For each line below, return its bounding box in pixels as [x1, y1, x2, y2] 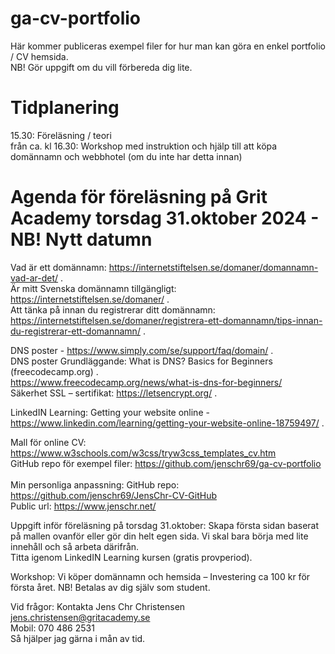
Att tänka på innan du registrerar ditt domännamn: [10, 303, 216, 316]
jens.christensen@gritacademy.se [10, 611, 151, 623]
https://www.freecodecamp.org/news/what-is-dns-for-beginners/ [10, 376, 283, 388]
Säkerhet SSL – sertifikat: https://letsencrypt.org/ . [10, 387, 218, 399]
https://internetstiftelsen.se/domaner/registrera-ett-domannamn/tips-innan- [10, 314, 323, 326]
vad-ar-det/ [10, 272, 59, 284]
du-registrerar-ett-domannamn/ [10, 325, 141, 337]
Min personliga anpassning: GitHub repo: [10, 478, 180, 491]
